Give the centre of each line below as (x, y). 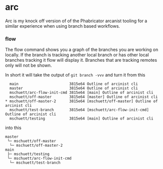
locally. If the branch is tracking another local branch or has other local (77, 55)
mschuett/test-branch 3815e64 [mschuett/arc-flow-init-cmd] (79, 110)
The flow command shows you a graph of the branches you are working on (82, 50)
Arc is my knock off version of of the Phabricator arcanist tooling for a (76, 21)
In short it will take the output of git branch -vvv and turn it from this (75, 75)
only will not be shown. (28, 65)
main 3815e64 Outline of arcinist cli (74, 84)
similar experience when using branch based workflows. (62, 26)
